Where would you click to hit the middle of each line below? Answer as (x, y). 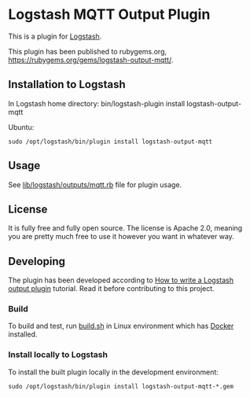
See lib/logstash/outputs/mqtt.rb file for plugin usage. (95, 184)
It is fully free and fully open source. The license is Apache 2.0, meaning (125, 228)
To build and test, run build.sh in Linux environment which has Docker (121, 326)
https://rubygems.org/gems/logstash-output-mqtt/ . (91, 60)
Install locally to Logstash (58, 355)
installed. (23, 334)
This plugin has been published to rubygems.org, (88, 51)
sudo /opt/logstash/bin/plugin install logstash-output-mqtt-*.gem (121, 386)
